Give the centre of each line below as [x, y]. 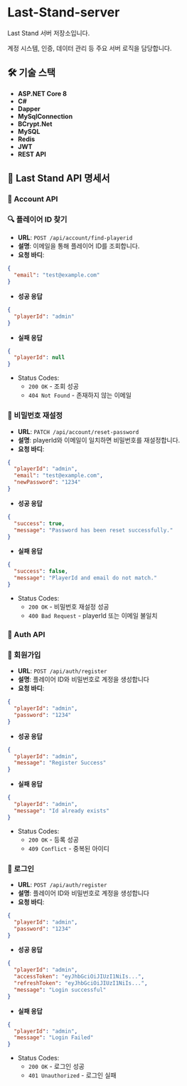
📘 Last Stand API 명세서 [59, 179]
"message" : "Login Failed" [54, 1038]
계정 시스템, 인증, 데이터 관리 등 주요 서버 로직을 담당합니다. [90, 48]
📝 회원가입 [24, 655]
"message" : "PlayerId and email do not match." [86, 578]
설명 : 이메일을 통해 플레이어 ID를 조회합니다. [79, 246]
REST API [32, 154]
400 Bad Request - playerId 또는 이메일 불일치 [93, 615]
